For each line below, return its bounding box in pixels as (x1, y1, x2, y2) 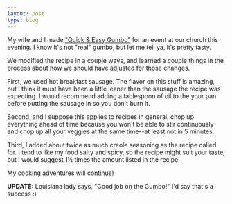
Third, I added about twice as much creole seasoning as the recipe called (7, 140, 217, 149)
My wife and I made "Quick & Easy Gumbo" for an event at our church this (7, 35, 219, 44)
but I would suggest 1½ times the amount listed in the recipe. (7, 155, 180, 163)
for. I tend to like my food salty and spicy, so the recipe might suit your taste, (7, 148, 225, 156)
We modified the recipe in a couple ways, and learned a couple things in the (7, 56, 224, 64)
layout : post (7, 10, 45, 17)
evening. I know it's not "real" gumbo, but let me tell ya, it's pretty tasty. (7, 43, 211, 51)
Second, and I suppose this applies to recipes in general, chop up (7, 112, 194, 121)
